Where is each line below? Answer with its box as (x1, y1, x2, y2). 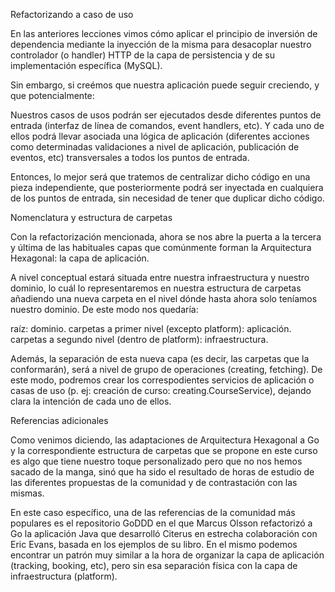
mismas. (10, 487, 45, 499)
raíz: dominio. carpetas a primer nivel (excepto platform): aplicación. (10, 323, 292, 334)
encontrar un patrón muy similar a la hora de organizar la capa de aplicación (10, 549, 325, 561)
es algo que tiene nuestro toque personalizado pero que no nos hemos (10, 455, 303, 467)
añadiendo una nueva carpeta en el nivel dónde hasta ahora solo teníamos (10, 293, 318, 304)
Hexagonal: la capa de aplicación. (10, 252, 150, 264)
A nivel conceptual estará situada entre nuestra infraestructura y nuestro (10, 272, 310, 283)
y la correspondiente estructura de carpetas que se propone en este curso (10, 445, 318, 456)
